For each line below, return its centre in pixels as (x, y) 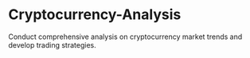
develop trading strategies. (53, 44)
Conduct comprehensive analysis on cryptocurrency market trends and (125, 37)
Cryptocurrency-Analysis (95, 15)
